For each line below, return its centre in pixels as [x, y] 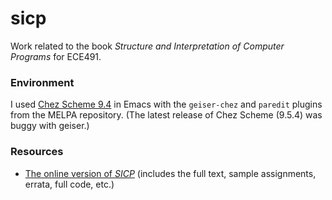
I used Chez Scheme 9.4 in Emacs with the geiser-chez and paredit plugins [166, 104]
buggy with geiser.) [50, 126]
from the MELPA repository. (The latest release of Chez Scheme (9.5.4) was [166, 115]
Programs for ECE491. [56, 56]
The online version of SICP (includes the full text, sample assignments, [170, 173]
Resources [37, 152]
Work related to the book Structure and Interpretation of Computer [147, 46]
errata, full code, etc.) [69, 184]
